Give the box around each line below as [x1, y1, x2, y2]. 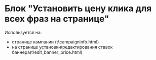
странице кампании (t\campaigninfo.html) [11, 39, 99, 44]
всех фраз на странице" [4, 13, 110, 24]
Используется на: [4, 29, 42, 35]
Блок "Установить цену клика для [4, 3, 152, 14]
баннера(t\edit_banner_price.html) [11, 49, 82, 55]
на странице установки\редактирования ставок [11, 44, 113, 50]
